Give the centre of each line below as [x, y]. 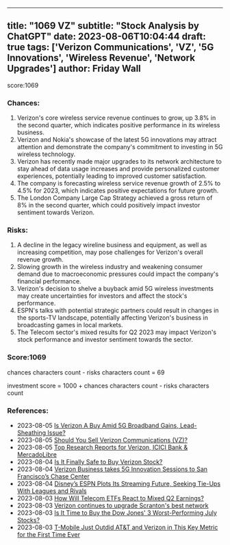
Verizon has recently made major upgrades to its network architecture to [119, 162]
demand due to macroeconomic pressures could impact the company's [118, 274]
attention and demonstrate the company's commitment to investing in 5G [120, 147]
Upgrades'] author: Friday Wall [74, 69]
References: [28, 410]
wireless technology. [46, 154]
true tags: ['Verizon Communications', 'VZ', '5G [111, 48]
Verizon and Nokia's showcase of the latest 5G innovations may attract [117, 140]
